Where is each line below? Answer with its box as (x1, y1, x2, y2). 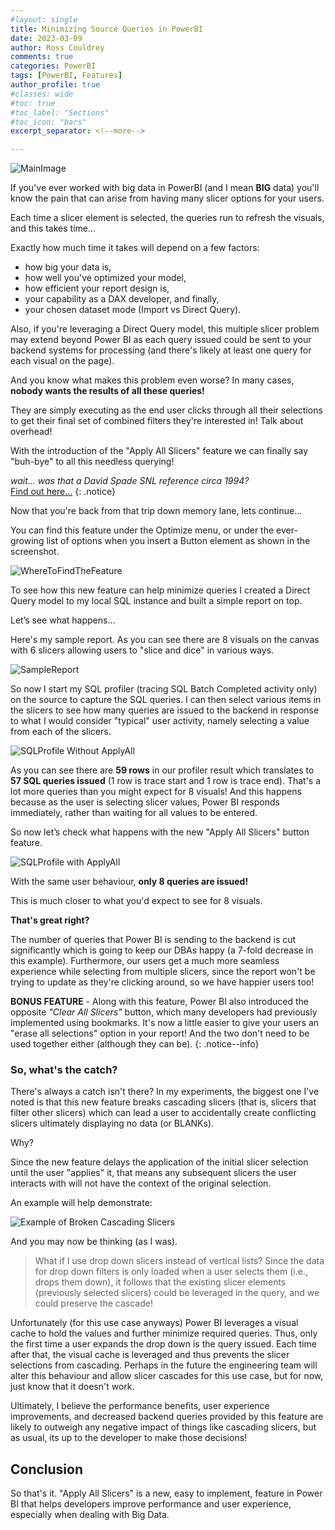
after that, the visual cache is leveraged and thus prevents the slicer (10, 1349, 290, 1361)
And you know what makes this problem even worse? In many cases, (10, 374, 295, 386)
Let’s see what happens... (10, 614, 116, 626)
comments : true (10, 52, 74, 62)
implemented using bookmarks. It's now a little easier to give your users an (10, 1017, 320, 1029)
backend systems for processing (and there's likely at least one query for (10, 344, 312, 356)
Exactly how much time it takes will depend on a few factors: (10, 242, 260, 254)
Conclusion (10, 1461, 84, 1478)
